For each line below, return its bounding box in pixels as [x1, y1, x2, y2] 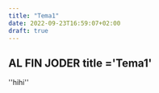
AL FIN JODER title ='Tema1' [8, 56, 153, 70]
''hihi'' [8, 78, 30, 87]
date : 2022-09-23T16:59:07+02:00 [8, 19, 121, 27]
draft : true [8, 26, 48, 34]
